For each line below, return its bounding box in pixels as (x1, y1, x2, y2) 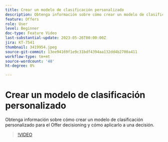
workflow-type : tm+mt (5, 54, 50, 59)
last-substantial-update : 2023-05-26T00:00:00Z (5, 36, 106, 41)
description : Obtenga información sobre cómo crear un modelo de (5, 12, 144, 17)
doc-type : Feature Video (5, 31, 57, 36)
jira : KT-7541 (5, 40, 35, 45)
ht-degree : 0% (5, 63, 35, 68)
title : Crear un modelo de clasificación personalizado (5, 7, 124, 13)
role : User (5, 21, 28, 27)
